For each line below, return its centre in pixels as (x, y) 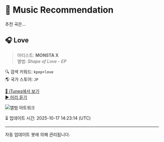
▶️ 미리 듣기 (16, 97)
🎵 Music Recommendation (59, 10)
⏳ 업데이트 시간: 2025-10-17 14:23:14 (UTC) (48, 118)
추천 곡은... (15, 24)
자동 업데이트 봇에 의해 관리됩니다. (38, 134)
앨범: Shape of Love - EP (42, 61)
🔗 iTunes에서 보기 (22, 91)
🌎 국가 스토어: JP (22, 79)
